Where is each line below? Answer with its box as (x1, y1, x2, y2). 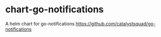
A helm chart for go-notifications (5, 21, 75, 27)
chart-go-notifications (5, 4, 104, 15)
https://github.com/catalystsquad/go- (75, 21, 156, 27)
